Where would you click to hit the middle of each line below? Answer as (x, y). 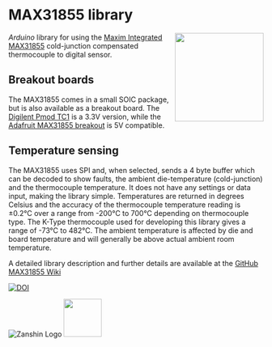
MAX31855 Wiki (35, 272)
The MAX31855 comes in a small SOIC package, (89, 99)
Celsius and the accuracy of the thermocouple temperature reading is (125, 205)
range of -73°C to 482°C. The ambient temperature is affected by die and (131, 230)
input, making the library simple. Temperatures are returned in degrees (126, 196)
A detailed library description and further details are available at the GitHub (134, 263)
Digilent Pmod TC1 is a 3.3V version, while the (85, 116)
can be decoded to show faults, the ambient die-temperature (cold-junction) (136, 179)
